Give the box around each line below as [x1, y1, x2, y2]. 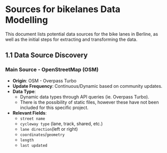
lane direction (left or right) [20, 126, 78, 132]
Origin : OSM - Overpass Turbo [12, 77, 77, 84]
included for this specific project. [20, 105, 89, 111]
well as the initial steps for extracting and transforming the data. [5, 36, 138, 42]
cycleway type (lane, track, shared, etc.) [20, 120, 103, 127]
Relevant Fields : [12, 110, 47, 116]
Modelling [5, 14, 48, 26]
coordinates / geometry [20, 131, 65, 137]
